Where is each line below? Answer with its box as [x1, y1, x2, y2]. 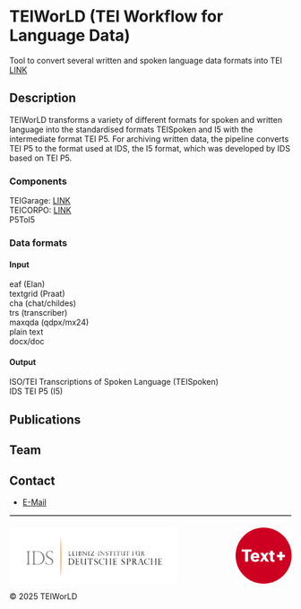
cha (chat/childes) [9, 298, 77, 309]
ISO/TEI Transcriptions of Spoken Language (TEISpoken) [9, 377, 219, 387]
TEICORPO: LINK [9, 204, 72, 216]
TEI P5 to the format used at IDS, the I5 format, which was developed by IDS [9, 143, 291, 153]
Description [9, 91, 76, 106]
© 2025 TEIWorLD [9, 590, 78, 602]
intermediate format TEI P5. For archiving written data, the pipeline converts [9, 133, 289, 144]
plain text [9, 326, 44, 337]
